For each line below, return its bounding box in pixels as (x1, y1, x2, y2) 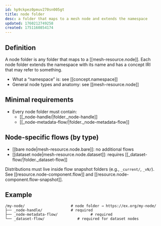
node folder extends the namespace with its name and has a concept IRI (5, 62, 151, 68)
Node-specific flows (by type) (5, 133, 99, 142)
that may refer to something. (5, 67, 63, 72)
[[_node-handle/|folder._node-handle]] (19, 113, 98, 120)
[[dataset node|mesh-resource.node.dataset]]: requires (12, 151, 124, 157)
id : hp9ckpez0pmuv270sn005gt (5, 7, 65, 12)
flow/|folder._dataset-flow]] (12, 157, 68, 162)
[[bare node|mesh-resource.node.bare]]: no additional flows (12, 146, 134, 152)
